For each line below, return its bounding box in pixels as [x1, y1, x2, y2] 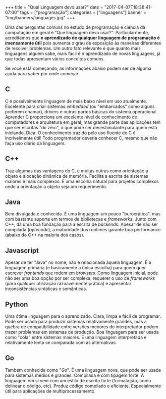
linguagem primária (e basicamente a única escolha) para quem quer [5, 265, 146, 271]
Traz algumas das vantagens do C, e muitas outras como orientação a [5, 168, 149, 174]
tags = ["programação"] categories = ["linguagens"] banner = [20, 9, 147, 15]
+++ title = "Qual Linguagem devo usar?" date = [5, 4, 103, 10]
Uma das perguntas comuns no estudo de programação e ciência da [5, 24, 145, 30]
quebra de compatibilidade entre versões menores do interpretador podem [5, 324, 159, 330]
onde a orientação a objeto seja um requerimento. [5, 183, 108, 190]
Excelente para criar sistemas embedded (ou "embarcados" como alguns [5, 103, 155, 109]
